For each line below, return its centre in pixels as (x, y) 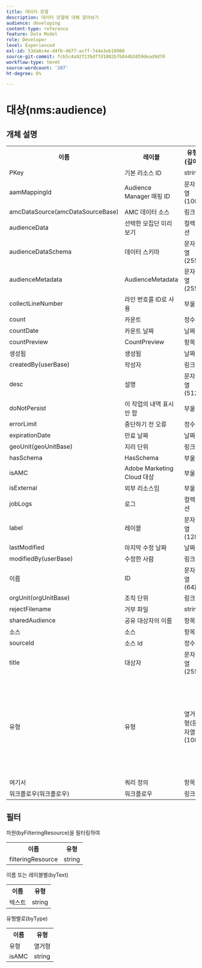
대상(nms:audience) (57, 110)
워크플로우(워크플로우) (39, 794)
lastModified (27, 547)
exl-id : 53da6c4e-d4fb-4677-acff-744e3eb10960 (66, 51)
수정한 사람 (139, 559)
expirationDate (30, 435)
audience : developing (33, 23)
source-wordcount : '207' (37, 68)
